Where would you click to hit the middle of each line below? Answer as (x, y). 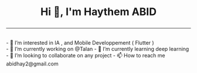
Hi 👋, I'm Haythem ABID (98, 12)
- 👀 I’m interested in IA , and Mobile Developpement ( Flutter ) (80, 43)
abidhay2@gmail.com (32, 64)
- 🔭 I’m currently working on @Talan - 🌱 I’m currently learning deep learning (98, 49)
